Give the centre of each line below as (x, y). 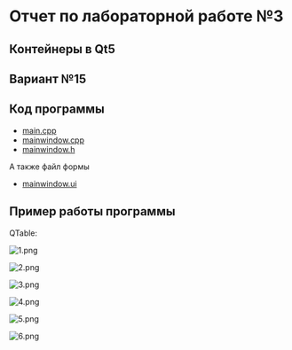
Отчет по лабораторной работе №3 (146, 16)
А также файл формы (50, 167)
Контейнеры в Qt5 (62, 49)
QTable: (24, 233)
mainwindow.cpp (53, 140)
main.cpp (39, 130)
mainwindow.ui (49, 183)
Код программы (57, 109)
